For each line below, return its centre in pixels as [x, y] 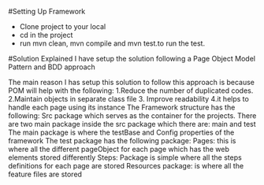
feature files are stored [45, 174]
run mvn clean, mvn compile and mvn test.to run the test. [112, 43]
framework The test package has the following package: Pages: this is [122, 141]
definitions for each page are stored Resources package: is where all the [126, 166]
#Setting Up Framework [47, 11]
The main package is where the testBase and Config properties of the [121, 132]
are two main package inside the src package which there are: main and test [132, 124]
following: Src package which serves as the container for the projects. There [132, 116]
